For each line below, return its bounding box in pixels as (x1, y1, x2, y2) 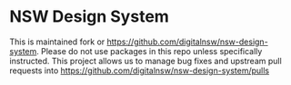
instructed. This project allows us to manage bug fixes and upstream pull (9, 55, 282, 66)
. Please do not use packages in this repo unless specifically (35, 45, 263, 56)
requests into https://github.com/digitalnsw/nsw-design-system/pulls (9, 65, 270, 76)
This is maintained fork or (9, 36, 105, 47)
